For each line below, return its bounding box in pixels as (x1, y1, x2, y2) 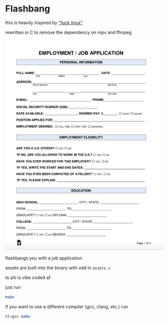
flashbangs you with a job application (5, 255, 83, 261)
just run (5, 284, 21, 290)
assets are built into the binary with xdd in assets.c (5, 265, 111, 271)
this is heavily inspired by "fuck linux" (5, 20, 83, 26)
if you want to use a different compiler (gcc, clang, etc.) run (5, 304, 128, 310)
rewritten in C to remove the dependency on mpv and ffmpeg (5, 29, 132, 35)
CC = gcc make (5, 314, 30, 319)
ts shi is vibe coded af (5, 274, 51, 281)
